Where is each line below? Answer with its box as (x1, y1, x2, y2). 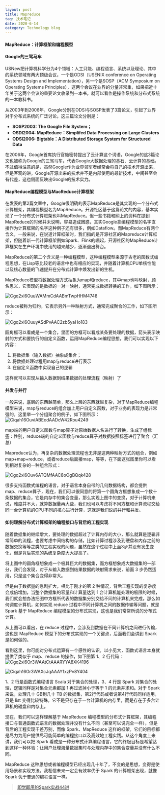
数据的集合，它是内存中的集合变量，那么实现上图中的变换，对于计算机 (9, 494, 151, 501)
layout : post (5, 7, 32, 12)
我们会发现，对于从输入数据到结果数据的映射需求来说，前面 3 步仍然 (13, 566, 152, 572)
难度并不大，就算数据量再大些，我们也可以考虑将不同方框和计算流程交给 (13, 501, 160, 507)
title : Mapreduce (5, 12, 41, 17)
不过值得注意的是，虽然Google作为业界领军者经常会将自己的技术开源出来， (5, 164, 158, 170)
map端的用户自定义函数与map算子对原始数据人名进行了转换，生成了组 (5, 427, 148, 433)
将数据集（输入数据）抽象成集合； (12, 352, 82, 358)
